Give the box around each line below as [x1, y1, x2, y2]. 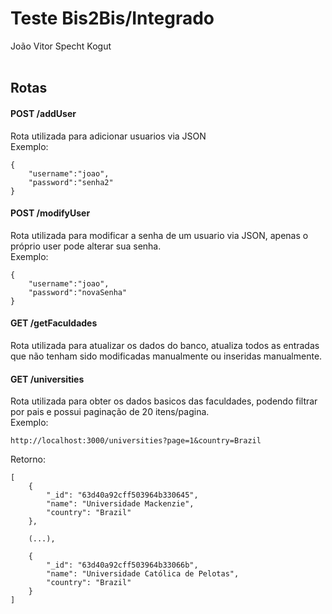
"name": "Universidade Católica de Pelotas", [46, 569, 240, 579]
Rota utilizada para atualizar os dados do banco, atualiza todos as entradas [10, 339, 320, 351]
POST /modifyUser [10, 207, 91, 219]
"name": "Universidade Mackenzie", [46, 499, 195, 509]
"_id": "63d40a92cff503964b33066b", [46, 560, 199, 571]
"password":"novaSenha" [28, 287, 128, 297]
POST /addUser [10, 107, 77, 119]
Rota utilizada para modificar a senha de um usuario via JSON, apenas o [10, 229, 309, 241]
